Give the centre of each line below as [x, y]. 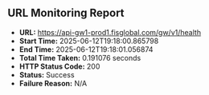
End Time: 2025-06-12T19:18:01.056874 [86, 49]
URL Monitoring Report [66, 13]
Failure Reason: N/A [53, 83]
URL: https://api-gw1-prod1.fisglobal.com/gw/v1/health [110, 32]
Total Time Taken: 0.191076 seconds [80, 57]
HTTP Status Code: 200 [59, 66]
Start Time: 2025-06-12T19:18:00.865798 [89, 41]
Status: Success [47, 74]
